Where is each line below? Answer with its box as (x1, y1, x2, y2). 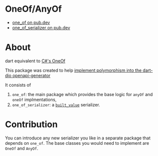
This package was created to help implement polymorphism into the (5, 67, 142, 73)
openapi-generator (12, 72, 51, 78)
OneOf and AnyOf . (5, 145, 39, 151)
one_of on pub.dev (12, 19, 50, 25)
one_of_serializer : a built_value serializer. (12, 101, 100, 108)
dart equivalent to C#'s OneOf (5, 58, 66, 64)
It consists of (5, 82, 31, 88)
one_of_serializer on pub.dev (12, 24, 71, 30)
